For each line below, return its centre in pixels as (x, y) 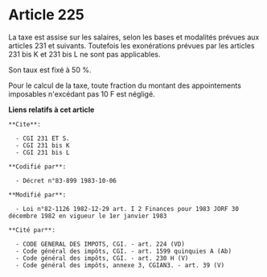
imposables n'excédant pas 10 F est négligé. (82, 93)
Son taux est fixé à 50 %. (50, 69)
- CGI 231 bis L (43, 152)
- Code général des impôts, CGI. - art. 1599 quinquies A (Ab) (123, 251)
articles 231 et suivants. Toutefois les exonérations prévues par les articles (131, 45)
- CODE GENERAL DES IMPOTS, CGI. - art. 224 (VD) (100, 244)
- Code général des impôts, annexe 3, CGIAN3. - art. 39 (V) (120, 265)
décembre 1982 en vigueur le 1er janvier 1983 (88, 216)
